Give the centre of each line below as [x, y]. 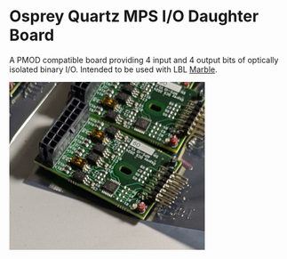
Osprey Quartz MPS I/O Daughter [134, 16]
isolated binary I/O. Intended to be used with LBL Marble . [113, 69]
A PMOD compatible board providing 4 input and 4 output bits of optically [144, 60]
